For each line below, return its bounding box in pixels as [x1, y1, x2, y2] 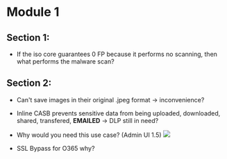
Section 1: [6, 32, 50, 44]
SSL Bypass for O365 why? [16, 144, 95, 152]
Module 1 [6, 4, 60, 20]
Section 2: [6, 77, 52, 89]
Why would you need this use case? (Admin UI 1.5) [16, 131, 162, 139]
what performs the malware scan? [16, 57, 115, 66]
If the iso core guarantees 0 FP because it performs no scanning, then [16, 50, 218, 58]
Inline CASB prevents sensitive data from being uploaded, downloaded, [16, 109, 221, 118]
